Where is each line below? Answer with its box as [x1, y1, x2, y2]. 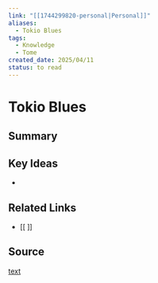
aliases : [8, 19, 37, 27]
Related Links [8, 201, 77, 214]
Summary [8, 129, 58, 143]
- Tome [15, 49, 37, 57]
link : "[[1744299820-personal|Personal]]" [8, 11, 151, 20]
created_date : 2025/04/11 [8, 57, 94, 65]
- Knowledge [15, 41, 56, 49]
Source [8, 245, 45, 259]
